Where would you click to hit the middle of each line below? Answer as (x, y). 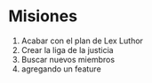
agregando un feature (61, 69)
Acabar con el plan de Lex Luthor (82, 41)
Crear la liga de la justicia (67, 49)
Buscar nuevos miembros (68, 59)
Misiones (43, 16)
